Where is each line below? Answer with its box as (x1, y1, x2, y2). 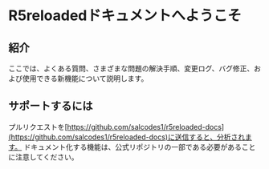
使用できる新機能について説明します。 (22, 74, 149, 83)
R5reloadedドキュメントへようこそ (8, 6, 243, 25)
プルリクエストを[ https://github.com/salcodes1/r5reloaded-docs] (8, 122, 225, 131)
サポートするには (8, 99, 93, 113)
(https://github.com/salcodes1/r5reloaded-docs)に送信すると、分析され (8, 132, 246, 142)
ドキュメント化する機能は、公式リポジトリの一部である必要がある (23, 142, 243, 151)
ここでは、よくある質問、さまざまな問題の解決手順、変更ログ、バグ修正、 (8, 64, 255, 73)
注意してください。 (14, 152, 79, 162)
